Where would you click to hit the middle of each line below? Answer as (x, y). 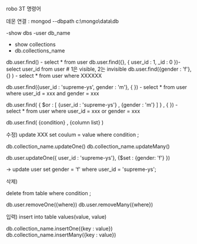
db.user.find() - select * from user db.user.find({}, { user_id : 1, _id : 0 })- (94, 62)
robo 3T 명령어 (24, 9)
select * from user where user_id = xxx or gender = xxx (73, 111)
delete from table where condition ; (49, 193)
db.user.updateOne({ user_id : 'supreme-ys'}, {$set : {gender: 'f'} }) (88, 158)
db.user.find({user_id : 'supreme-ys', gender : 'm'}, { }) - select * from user (96, 87)
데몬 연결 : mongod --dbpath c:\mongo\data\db (63, 21)
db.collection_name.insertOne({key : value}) (59, 228)
